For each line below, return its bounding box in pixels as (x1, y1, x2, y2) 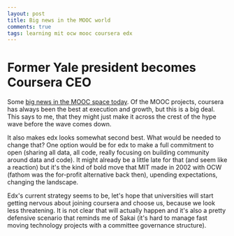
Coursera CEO (7, 75, 92, 91)
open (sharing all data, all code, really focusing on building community (7, 148, 210, 157)
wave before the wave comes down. (7, 120, 112, 128)
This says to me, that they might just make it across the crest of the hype (7, 112, 217, 121)
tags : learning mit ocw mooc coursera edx (7, 29, 133, 37)
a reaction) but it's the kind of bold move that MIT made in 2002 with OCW (7, 163, 222, 172)
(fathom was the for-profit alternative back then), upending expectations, (7, 170, 218, 179)
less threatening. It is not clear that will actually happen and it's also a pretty (7, 207, 226, 215)
